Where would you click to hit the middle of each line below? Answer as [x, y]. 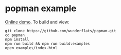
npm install [17, 39]
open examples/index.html [31, 48]
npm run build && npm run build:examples [48, 44]
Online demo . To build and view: [37, 22]
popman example [41, 9]
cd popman [15, 35]
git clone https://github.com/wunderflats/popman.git [61, 31]
